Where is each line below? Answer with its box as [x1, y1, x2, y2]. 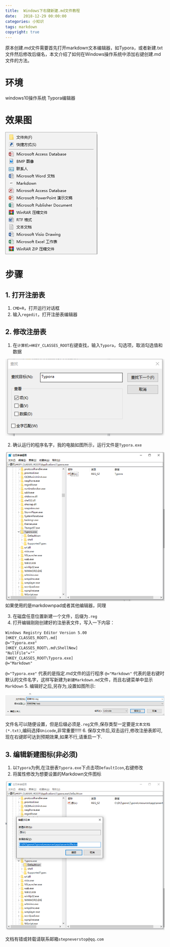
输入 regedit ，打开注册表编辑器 [12, 311, 77, 317]
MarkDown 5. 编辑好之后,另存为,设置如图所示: [5, 683, 96, 689]
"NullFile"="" [5, 650, 35, 656]
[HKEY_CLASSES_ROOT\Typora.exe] [5, 656, 73, 661]
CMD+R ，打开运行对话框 [12, 305, 60, 311]
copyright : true [5, 29, 39, 35]
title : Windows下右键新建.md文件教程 [5, 8, 80, 13]
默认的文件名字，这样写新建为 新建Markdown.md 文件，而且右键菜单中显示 [5, 676, 153, 682]
